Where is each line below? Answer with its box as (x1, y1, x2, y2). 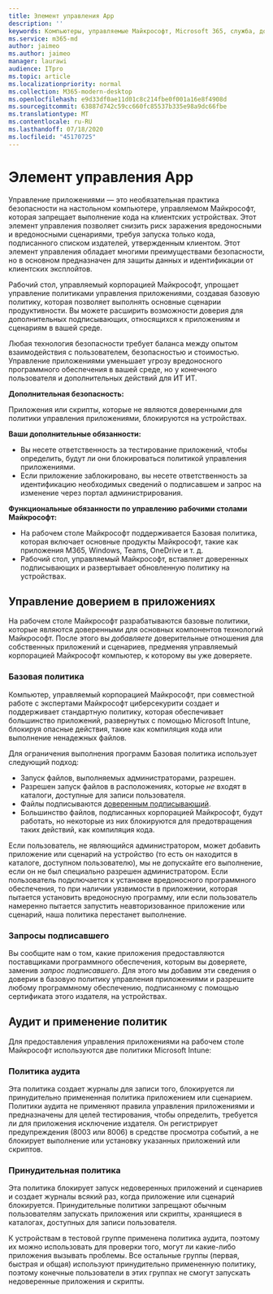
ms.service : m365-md (8, 34, 79, 43)
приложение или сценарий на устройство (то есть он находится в (8, 849, 238, 858)
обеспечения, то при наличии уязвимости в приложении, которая (8, 884, 238, 893)
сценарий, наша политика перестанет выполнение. (8, 910, 187, 919)
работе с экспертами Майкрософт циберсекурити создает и (8, 698, 219, 708)
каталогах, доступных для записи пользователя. (8, 1218, 177, 1227)
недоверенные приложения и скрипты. (8, 1277, 145, 1287)
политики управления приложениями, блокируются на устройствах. (8, 413, 247, 423)
